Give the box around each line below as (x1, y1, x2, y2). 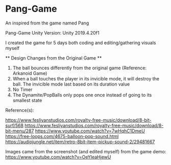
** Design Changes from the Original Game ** (5, 54, 102, 61)
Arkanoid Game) (12, 70, 47, 76)
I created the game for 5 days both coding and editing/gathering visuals (5, 39, 157, 46)
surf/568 (5, 122, 24, 128)
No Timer (12, 86, 33, 92)
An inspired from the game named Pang (5, 20, 89, 26)
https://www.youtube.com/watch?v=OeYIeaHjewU (5, 154, 111, 160)
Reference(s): (5, 107, 34, 113)
